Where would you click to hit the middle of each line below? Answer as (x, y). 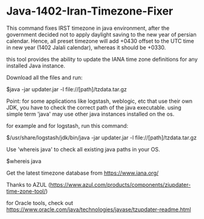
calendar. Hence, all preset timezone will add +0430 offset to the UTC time (100, 41)
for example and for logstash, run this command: (67, 125)
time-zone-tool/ (26, 191)
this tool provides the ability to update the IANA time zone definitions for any (102, 59)
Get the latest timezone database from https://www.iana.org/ (83, 173)
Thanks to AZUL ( (28, 184)
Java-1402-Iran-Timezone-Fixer (90, 11)
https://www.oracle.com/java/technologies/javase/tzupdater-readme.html (99, 209)
